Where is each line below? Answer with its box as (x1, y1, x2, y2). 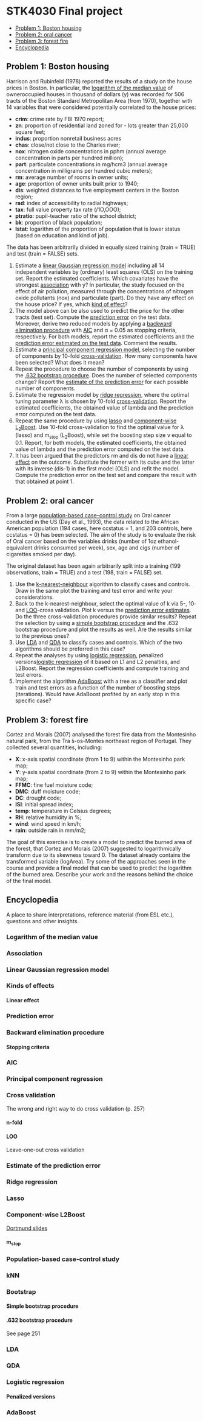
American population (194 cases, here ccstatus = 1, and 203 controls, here (6, 525, 193, 532)
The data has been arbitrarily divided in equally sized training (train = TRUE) (6, 243, 196, 251)
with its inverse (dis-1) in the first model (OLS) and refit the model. (15, 465, 180, 472)
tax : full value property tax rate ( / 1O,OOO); (15, 206, 121, 213)
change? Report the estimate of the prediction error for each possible (15, 378, 189, 385)
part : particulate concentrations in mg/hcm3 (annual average (15, 160, 168, 168)
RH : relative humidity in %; (15, 814, 82, 821)
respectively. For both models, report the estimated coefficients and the (15, 333, 195, 340)
